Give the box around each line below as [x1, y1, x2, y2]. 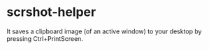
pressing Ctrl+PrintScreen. [6, 34, 83, 42]
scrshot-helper [6, 4, 96, 20]
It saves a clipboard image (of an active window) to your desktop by [6, 27, 202, 35]
